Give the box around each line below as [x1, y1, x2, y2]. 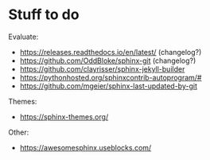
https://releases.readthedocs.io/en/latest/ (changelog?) [19, 47, 202, 57]
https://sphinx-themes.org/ [19, 111, 109, 121]
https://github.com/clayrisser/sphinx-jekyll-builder [19, 64, 185, 73]
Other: [8, 127, 29, 137]
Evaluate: [8, 32, 39, 41]
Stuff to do [8, 6, 80, 24]
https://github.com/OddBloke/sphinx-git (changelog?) [19, 56, 196, 65]
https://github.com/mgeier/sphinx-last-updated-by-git [19, 81, 197, 91]
